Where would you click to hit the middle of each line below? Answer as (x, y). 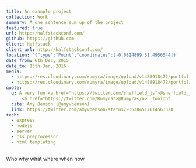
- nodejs (22, 126)
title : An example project (39, 11)
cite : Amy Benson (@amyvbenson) (51, 104)
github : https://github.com (40, 39)
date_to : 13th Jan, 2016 (36, 66)
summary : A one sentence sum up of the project (65, 22)
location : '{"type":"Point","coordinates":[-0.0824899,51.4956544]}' (92, 55)
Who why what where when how (45, 159)
